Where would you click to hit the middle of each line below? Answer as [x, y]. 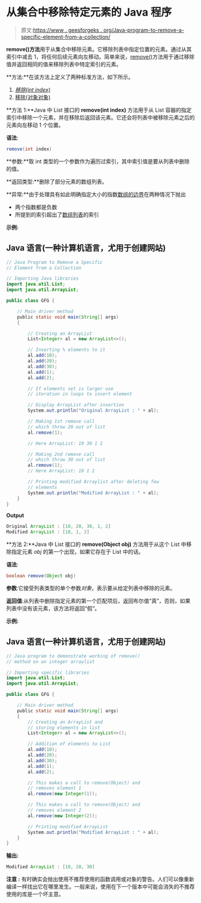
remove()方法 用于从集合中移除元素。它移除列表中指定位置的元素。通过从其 [99, 49]
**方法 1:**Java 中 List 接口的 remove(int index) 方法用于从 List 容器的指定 [99, 110]
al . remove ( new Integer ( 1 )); [63, 794]
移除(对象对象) [33, 97]
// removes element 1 [55, 788]
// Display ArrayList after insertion [76, 405]
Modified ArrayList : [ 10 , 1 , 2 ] [48, 532]
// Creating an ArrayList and [65, 722]
